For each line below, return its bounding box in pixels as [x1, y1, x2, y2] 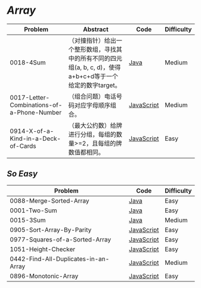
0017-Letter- [10, 93, 50, 101]
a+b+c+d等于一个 [68, 72, 119, 80]
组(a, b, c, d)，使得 [68, 63, 121, 72]
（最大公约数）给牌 [68, 121, 123, 129]
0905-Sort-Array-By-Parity [10, 225, 92, 234]
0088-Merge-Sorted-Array [10, 196, 89, 205]
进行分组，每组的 [68, 130, 117, 138]
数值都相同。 [68, 148, 105, 156]
